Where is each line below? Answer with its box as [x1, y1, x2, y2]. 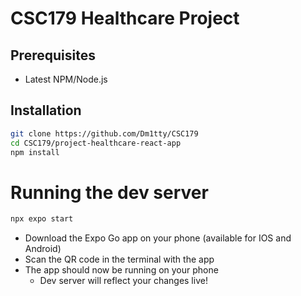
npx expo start [10, 214, 74, 224]
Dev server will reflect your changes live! [39, 275, 208, 287]
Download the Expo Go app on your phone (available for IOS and [24, 232, 292, 244]
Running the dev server [10, 181, 209, 204]
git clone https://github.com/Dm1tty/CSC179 [10, 128, 199, 139]
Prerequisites [10, 47, 96, 64]
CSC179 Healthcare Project [10, 7, 240, 30]
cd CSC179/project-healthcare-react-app [10, 138, 182, 148]
